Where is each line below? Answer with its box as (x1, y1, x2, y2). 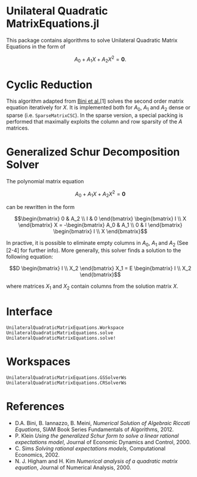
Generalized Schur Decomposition (6, 145, 180, 159)
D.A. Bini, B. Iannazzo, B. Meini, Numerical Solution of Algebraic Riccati (14, 419, 190, 426)
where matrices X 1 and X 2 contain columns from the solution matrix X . (6, 282, 178, 291)
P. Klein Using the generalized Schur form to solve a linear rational (14, 432, 179, 439)
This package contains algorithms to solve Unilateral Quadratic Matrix (6, 36, 178, 44)
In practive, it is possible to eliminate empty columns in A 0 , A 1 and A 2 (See (6, 239, 189, 248)
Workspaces (6, 355, 70, 368)
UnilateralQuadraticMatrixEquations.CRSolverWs (6, 380, 127, 386)
